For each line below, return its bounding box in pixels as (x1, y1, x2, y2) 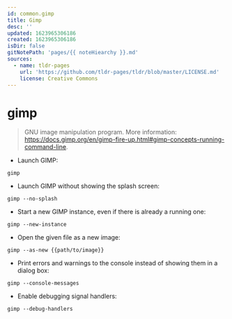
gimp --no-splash (7, 196, 58, 203)
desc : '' (7, 23, 33, 30)
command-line (24, 143, 67, 151)
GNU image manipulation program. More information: (24, 128, 178, 137)
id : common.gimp (7, 10, 54, 17)
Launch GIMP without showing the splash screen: (17, 182, 160, 190)
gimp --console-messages (7, 280, 79, 287)
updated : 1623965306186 (7, 29, 77, 37)
